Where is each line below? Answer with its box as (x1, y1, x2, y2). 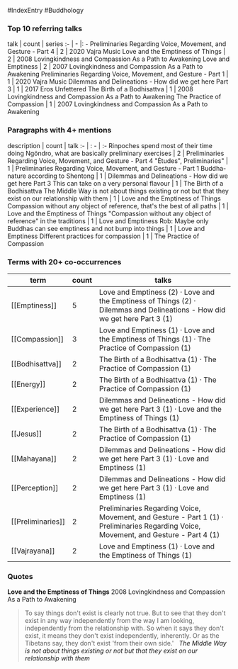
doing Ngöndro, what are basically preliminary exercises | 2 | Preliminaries (7, 149, 225, 157)
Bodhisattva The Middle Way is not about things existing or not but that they (7, 186, 229, 195)
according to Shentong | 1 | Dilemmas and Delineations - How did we (28, 172, 229, 180)
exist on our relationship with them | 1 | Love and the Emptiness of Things (7, 194, 221, 203)
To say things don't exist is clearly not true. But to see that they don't (24, 609, 226, 617)
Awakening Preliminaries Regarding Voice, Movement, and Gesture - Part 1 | (7, 70, 229, 79)
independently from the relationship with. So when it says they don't (24, 624, 225, 633)
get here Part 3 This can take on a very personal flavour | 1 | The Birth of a (7, 179, 224, 187)
